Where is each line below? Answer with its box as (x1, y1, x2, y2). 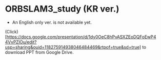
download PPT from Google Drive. (5, 49, 74, 55)
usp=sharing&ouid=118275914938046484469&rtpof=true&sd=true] (5, 44, 141, 50)
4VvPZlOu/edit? (5, 39, 37, 45)
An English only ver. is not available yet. (12, 19, 92, 25)
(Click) (5, 29, 19, 34)
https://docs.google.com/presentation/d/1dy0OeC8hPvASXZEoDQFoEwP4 (6, 34, 157, 40)
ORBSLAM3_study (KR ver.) (5, 3, 120, 15)
